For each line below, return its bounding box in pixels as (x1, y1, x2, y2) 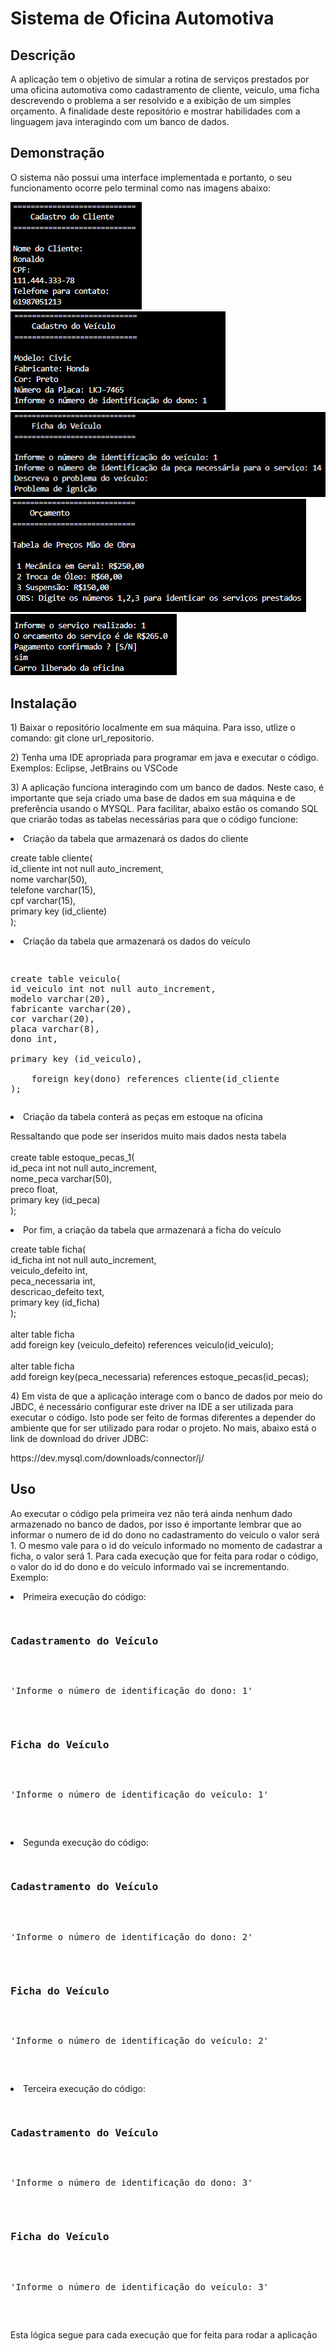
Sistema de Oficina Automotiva (10, 7, 275, 30)
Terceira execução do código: (23, 2083, 146, 2094)
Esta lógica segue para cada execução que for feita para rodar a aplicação (10, 2328, 318, 2341)
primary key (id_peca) (10, 1194, 101, 1206)
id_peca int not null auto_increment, (10, 1162, 158, 1174)
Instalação (10, 695, 78, 712)
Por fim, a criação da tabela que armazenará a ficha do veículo (23, 1224, 282, 1236)
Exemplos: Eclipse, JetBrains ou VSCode (10, 762, 178, 774)
